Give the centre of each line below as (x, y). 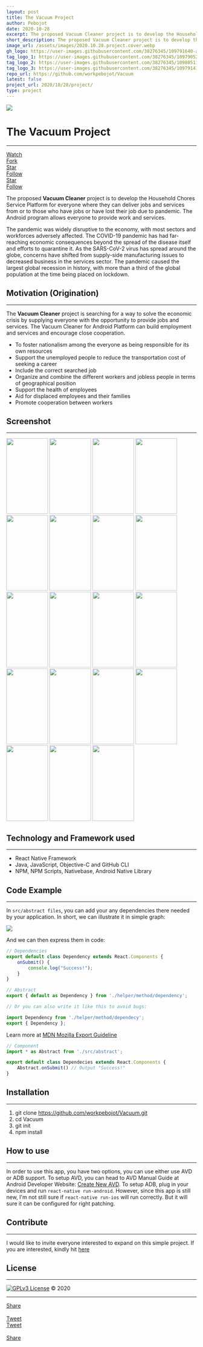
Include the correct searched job (56, 370)
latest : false (24, 79)
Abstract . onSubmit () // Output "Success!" (71, 1068)
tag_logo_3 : (21, 68)
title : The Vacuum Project (40, 18)
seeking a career (36, 364)
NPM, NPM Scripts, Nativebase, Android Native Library (83, 871)
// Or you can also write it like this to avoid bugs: (77, 1007)
